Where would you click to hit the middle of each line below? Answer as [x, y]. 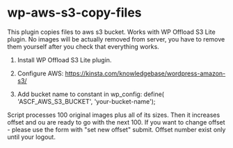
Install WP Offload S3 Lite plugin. [64, 59]
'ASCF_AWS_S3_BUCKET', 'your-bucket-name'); [86, 101]
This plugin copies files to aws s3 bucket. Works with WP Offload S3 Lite [111, 32]
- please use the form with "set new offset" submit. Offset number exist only [116, 129]
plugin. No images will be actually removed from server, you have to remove [116, 39]
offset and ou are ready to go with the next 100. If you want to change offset [116, 122]
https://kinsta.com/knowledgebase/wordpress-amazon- [145, 73]
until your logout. [31, 137]
